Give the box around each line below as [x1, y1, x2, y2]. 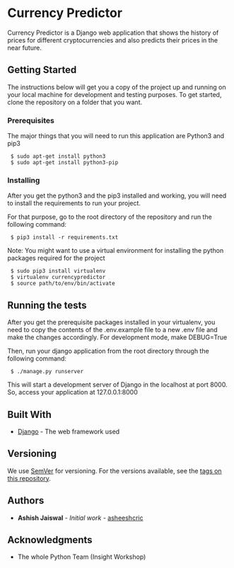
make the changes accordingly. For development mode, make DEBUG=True [7, 333, 228, 341]
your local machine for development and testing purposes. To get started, [7, 90, 222, 98]
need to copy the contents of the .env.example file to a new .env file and [7, 326, 218, 334]
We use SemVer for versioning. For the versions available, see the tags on [7, 466, 222, 475]
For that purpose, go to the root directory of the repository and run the [7, 212, 212, 221]
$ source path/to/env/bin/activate [10, 280, 115, 288]
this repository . [7, 474, 52, 482]
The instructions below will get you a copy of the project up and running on [7, 83, 226, 91]
